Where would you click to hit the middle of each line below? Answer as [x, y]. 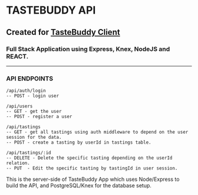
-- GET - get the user [34, 112]
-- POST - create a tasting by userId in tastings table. [79, 142]
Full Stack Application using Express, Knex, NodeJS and [88, 49]
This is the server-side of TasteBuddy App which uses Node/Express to [93, 179]
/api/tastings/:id [29, 153]
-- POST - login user [33, 96]
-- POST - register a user [39, 117]
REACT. [17, 56]
